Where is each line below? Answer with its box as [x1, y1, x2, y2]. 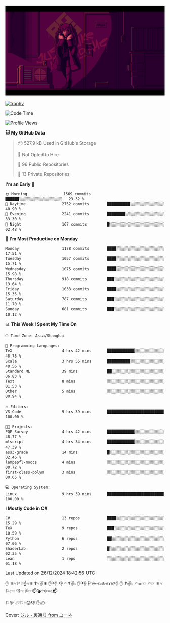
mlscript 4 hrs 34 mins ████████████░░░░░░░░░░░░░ [5, 439, 164, 444]
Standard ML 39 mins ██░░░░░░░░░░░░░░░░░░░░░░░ [5, 369, 164, 374]
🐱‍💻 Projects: [5, 424, 33, 429]
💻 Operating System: [5, 485, 51, 490]
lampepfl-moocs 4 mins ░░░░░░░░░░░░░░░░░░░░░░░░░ [5, 460, 164, 465]
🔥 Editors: [5, 404, 29, 409]
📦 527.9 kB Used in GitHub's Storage [17, 140, 96, 146]
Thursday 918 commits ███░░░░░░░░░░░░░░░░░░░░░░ [5, 276, 164, 281]
